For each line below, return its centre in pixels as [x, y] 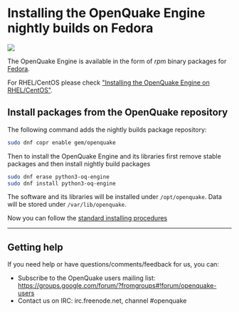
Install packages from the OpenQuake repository [118, 113]
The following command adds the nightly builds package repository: [107, 129]
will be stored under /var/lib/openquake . [67, 205]
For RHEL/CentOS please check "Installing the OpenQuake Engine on [108, 82]
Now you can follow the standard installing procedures [87, 218]
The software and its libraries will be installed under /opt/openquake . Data [115, 197]
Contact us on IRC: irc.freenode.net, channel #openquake [102, 301]
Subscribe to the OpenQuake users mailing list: [86, 278]
